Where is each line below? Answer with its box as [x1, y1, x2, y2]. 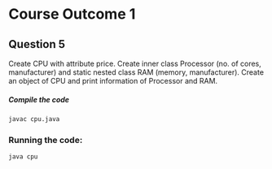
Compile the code [8, 94, 70, 104]
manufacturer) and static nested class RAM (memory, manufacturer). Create [8, 67, 265, 77]
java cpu [8, 153, 38, 161]
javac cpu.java [8, 115, 60, 123]
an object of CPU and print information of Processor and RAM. [8, 76, 218, 85]
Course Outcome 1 [8, 5, 136, 24]
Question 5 [8, 37, 66, 51]
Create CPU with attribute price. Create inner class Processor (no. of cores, [8, 58, 262, 68]
